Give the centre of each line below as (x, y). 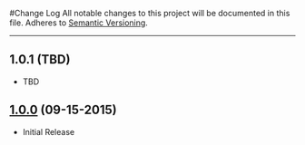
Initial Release (49, 131)
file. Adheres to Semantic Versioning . (79, 23)
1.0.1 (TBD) (40, 59)
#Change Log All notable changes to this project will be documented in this (150, 13)
